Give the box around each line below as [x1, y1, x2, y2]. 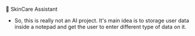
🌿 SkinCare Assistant [5, 6, 58, 12]
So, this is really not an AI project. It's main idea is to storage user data [14, 17, 190, 24]
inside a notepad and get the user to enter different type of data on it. [14, 24, 187, 30]
